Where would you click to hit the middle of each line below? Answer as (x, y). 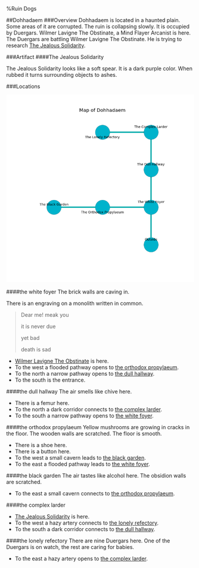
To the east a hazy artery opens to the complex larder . (81, 558)
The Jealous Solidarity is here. (52, 516)
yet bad (30, 338)
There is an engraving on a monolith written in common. (75, 303)
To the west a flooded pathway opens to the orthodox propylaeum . (97, 367)
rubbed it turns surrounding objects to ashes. (62, 75)
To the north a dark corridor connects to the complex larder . (88, 409)
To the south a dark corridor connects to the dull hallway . (85, 529)
